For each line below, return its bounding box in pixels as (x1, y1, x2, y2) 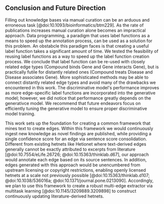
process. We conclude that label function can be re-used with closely (5, 58, 145, 64)
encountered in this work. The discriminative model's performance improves (5, 84, 159, 90)
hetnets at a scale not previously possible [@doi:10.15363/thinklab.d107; (5, 172, 150, 178)
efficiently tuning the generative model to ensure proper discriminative (5, 105, 147, 111)
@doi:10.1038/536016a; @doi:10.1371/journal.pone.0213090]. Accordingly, (5, 178, 154, 183)
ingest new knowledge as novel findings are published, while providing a (5, 130, 152, 136)
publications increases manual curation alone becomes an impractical (5, 27, 146, 33)
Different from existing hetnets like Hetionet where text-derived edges (5, 141, 146, 147)
